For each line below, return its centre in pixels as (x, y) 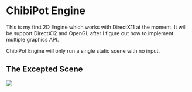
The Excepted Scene (44, 69)
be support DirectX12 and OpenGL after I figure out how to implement (90, 33)
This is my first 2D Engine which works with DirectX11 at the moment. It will (96, 27)
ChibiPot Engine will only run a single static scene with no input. (83, 50)
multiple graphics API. (32, 39)
